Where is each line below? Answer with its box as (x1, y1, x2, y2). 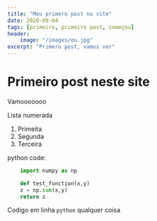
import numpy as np (20, 167, 78, 174)
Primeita (17, 125, 42, 133)
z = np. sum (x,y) (20, 186, 69, 193)
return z (20, 193, 46, 200)
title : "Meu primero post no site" (7, 10, 112, 18)
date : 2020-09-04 (7, 17, 59, 24)
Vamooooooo (7, 97, 47, 106)
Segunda (17, 132, 45, 140)
